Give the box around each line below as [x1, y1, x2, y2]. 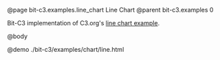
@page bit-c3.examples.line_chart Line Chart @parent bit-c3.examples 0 [7, 6, 214, 14]
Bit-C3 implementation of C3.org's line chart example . [7, 19, 160, 27]
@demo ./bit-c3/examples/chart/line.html [7, 46, 124, 53]
